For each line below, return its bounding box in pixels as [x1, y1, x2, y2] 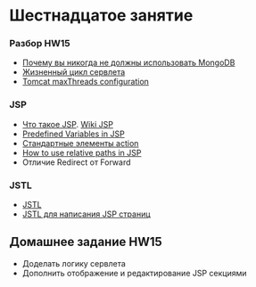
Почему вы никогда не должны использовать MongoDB [21, 57, 235, 68]
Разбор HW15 [9, 37, 70, 50]
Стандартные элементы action [21, 137, 139, 148]
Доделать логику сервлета [21, 258, 127, 268]
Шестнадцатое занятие [9, 5, 194, 26]
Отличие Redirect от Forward [21, 157, 131, 168]
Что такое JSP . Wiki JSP [21, 119, 114, 129]
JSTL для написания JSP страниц [21, 209, 151, 219]
